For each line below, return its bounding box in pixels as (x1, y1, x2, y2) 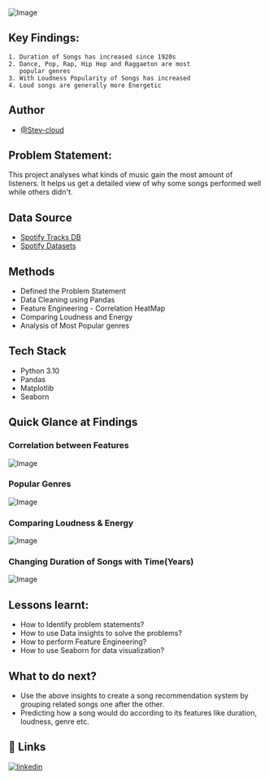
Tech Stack (8, 344, 67, 358)
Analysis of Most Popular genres (20, 321, 130, 331)
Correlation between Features (8, 440, 129, 451)
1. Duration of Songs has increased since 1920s (8, 53, 176, 61)
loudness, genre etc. (20, 716, 89, 727)
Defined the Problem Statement (20, 286, 126, 296)
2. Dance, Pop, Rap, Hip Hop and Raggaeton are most (8, 59, 191, 68)
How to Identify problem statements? (20, 620, 145, 629)
